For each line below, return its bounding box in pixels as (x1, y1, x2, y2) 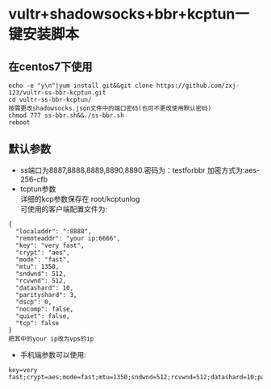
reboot (8, 119, 31, 127)
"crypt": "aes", (15, 249, 70, 257)
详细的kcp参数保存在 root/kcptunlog (19, 194, 140, 203)
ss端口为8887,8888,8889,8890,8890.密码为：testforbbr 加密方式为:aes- (19, 165, 261, 175)
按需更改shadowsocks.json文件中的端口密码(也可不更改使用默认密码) (8, 104, 212, 112)
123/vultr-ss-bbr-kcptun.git (8, 89, 106, 97)
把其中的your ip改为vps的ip (8, 334, 94, 343)
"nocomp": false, (15, 305, 74, 313)
